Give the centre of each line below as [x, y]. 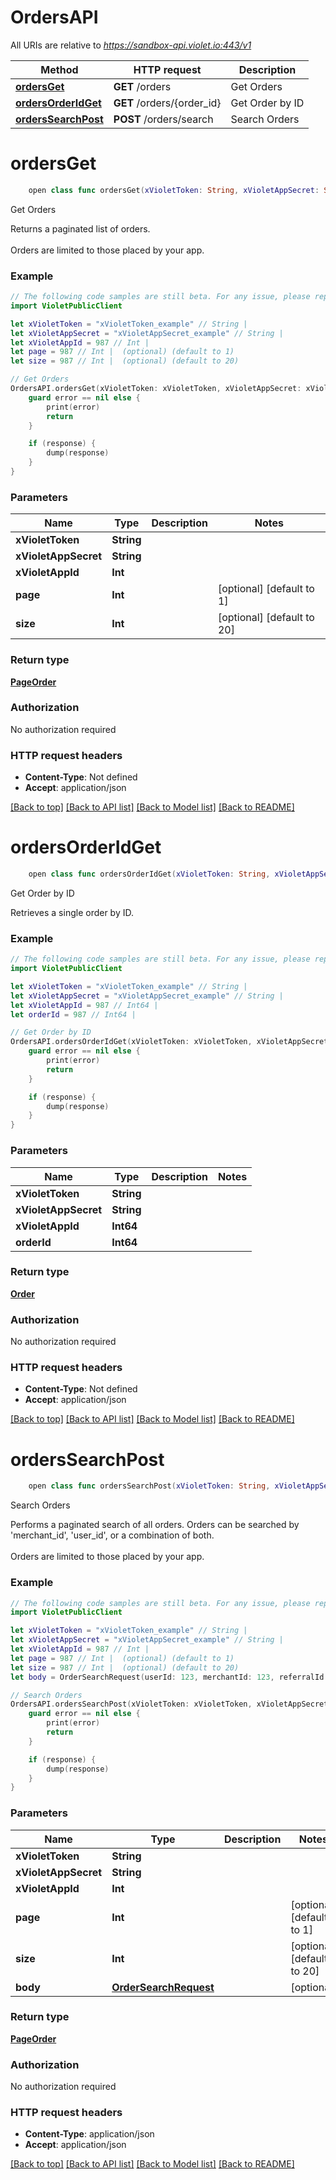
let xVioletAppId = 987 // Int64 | [84, 1005]
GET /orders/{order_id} [167, 103]
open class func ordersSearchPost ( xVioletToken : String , [149, 1486]
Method [59, 69]
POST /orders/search [163, 119]
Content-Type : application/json [89, 2134]
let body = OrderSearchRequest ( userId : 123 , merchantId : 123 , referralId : [169, 1677]
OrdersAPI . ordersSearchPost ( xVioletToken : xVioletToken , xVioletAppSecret [169, 1704]
